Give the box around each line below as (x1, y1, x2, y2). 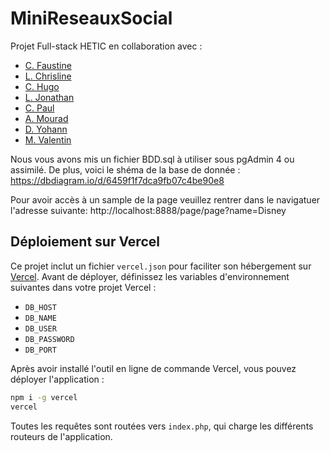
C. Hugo (24, 80, 60, 92)
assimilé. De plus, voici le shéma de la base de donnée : (10, 163, 241, 176)
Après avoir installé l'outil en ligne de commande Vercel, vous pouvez (10, 362, 297, 374)
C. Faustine (24, 59, 72, 71)
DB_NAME (24, 313, 57, 323)
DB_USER (24, 323, 57, 334)
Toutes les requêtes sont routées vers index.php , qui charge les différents (10, 420, 314, 432)
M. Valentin (24, 133, 72, 146)
